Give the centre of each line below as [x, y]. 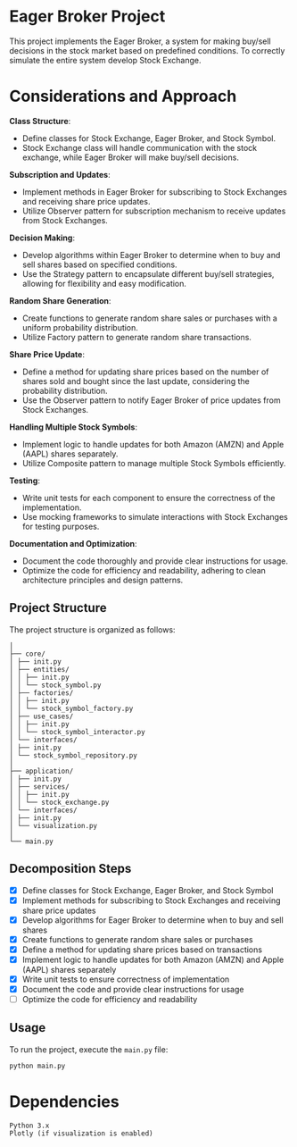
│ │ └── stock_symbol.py [55, 685]
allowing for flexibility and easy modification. [104, 283]
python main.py [37, 1066]
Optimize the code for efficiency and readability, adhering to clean [144, 570]
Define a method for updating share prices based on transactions [142, 950]
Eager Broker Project [87, 17]
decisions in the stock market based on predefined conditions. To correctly [147, 50]
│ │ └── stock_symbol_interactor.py [77, 732]
